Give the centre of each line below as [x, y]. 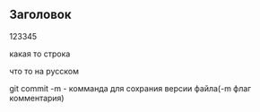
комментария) [37, 98]
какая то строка [40, 54]
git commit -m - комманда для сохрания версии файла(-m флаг [130, 88]
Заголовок [40, 15]
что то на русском [44, 71]
